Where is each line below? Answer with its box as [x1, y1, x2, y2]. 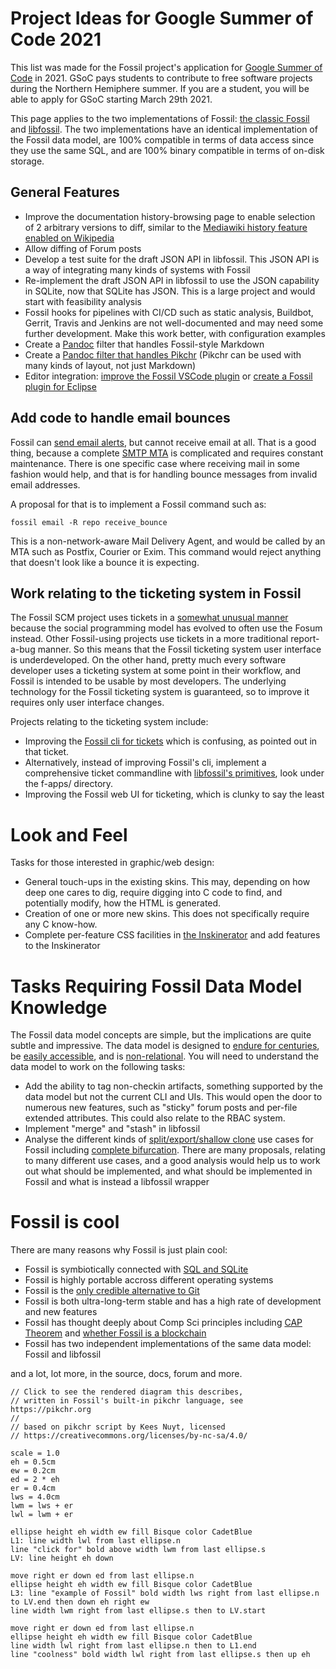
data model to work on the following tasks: [10, 1061, 186, 1073]
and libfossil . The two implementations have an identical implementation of [10, 123, 318, 135]
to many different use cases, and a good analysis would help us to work [24, 1155, 321, 1167]
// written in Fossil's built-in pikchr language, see [10, 1396, 244, 1406]
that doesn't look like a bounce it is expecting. [10, 556, 200, 568]
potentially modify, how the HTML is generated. [24, 897, 222, 909]
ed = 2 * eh [10, 1475, 60, 1485]
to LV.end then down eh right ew [10, 1597, 150, 1607]
